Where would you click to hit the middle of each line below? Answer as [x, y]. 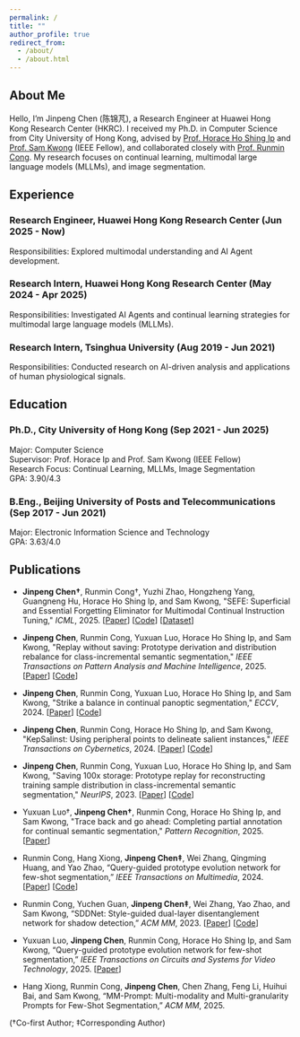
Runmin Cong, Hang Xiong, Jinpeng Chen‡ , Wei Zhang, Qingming [144, 858]
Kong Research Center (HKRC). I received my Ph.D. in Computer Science [143, 128]
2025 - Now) [37, 231]
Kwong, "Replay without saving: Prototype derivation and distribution [149, 647]
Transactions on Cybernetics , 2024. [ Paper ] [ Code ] [117, 748]
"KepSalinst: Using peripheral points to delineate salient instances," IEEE [155, 739]
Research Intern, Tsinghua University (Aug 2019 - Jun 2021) [142, 347]
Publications [45, 570]
